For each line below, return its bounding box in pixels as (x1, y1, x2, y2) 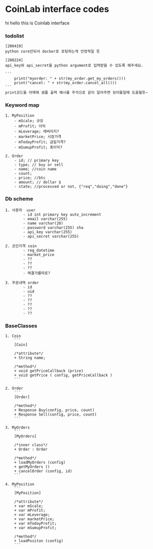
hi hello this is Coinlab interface (5, 20, 70, 26)
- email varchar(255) (23, 216, 68, 221)
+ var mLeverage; (14, 512, 50, 518)
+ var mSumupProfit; (14, 526, 57, 531)
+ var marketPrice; (14, 517, 55, 522)
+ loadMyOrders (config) (14, 460, 66, 465)
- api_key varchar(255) (23, 229, 72, 235)
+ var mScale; (14, 504, 43, 509)
